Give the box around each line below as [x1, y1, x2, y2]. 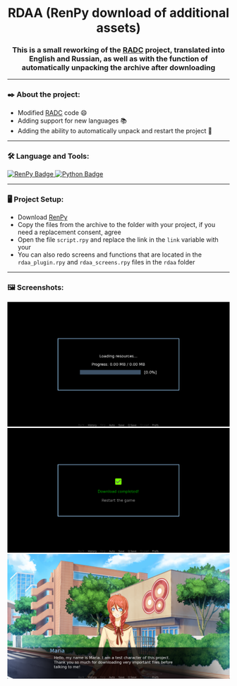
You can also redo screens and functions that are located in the [17, 250, 202, 259]
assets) [96, 20, 141, 36]
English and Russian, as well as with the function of [29, 54, 208, 64]
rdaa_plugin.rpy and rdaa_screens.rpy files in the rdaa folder [17, 258, 195, 267]
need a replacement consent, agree [17, 228, 121, 237]
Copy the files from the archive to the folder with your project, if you [17, 221, 216, 229]
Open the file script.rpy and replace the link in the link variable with [17, 235, 219, 244]
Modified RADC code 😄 [17, 108, 87, 117]
